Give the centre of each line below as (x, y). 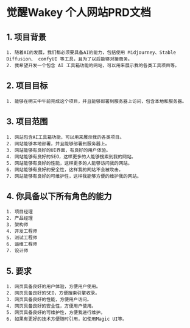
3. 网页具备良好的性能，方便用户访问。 (49, 300)
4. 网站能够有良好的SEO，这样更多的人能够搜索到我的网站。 (71, 156)
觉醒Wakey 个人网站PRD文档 (79, 13)
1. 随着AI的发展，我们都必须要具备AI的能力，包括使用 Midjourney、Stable (91, 53)
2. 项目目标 (27, 86)
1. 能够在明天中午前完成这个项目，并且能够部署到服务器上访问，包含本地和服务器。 (97, 101)
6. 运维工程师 (22, 244)
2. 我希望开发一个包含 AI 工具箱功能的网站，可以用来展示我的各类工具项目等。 (93, 65)
